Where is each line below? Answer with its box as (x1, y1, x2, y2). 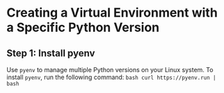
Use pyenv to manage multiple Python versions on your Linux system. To (6, 66, 214, 74)
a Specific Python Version (6, 19, 160, 35)
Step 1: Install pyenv (6, 47, 95, 59)
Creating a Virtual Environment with (6, 5, 218, 21)
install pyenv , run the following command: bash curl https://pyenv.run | (6, 73, 216, 81)
